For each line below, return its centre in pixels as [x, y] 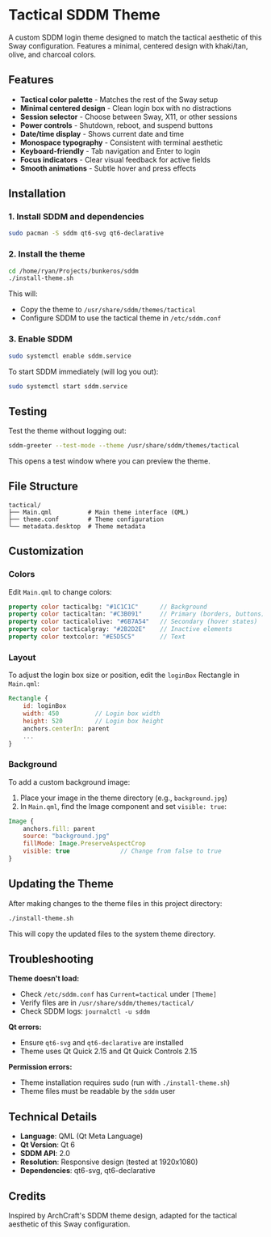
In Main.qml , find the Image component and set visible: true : [123, 806]
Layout [22, 657]
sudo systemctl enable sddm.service [70, 356]
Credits [27, 1196]
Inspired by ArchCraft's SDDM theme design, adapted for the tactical [123, 1216]
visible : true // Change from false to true [122, 851]
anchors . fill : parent [59, 828]
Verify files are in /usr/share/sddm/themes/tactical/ [107, 1003]
